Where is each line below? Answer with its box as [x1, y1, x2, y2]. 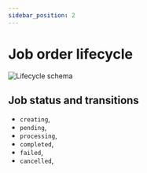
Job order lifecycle [8, 45, 134, 63]
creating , [19, 114, 51, 124]
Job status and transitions [8, 93, 139, 106]
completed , [19, 139, 54, 149]
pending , [19, 123, 47, 132]
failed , [19, 148, 43, 157]
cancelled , [19, 156, 54, 165]
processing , [19, 131, 57, 141]
